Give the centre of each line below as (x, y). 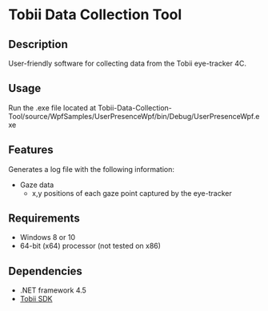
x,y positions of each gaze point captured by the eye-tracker (132, 193)
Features (31, 150)
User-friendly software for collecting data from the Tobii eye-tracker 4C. (127, 63)
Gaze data (37, 185)
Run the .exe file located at (52, 108)
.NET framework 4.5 (53, 290)
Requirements (44, 219)
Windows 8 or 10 (48, 237)
